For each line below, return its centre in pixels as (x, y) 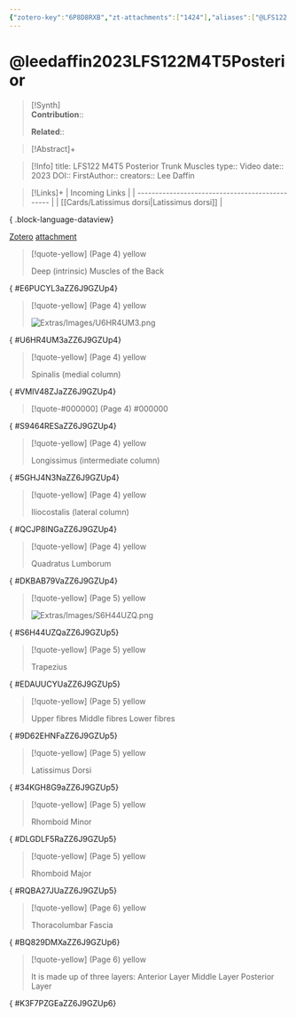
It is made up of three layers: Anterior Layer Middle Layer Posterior (152, 976)
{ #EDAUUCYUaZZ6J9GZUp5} (65, 684)
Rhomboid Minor (61, 822)
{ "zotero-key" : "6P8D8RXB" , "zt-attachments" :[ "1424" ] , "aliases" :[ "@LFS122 (148, 17)
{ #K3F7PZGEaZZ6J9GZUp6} (63, 1003)
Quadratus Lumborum (71, 563)
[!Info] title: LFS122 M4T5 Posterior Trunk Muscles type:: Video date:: (157, 166)
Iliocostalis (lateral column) (80, 512)
